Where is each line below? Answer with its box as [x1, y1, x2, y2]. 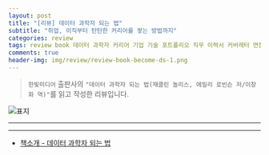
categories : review [8, 34, 74, 42]
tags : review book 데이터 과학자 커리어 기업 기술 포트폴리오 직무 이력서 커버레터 [8, 42, 250, 50]
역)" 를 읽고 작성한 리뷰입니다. [37, 89, 130, 98]
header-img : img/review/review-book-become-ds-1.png [8, 57, 188, 65]
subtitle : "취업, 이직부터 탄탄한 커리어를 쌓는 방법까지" [8, 26, 178, 34]
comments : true [8, 49, 59, 57]
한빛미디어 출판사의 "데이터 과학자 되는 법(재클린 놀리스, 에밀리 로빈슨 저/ [27, 79, 246, 89]
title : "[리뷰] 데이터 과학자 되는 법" [8, 19, 122, 27]
